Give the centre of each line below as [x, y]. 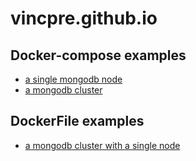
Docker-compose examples [98, 55]
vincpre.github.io [84, 18]
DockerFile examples [77, 121]
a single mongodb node [73, 79]
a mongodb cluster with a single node [102, 145]
